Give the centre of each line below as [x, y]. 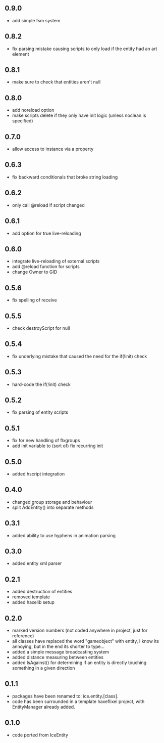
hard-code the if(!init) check [41, 384]
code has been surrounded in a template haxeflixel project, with [78, 701]
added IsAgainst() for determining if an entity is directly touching [79, 663]
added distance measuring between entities [58, 658]
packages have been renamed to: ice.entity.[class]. [65, 696]
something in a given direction [43, 668]
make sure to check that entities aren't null [56, 82]
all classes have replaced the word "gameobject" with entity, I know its [86, 641]
